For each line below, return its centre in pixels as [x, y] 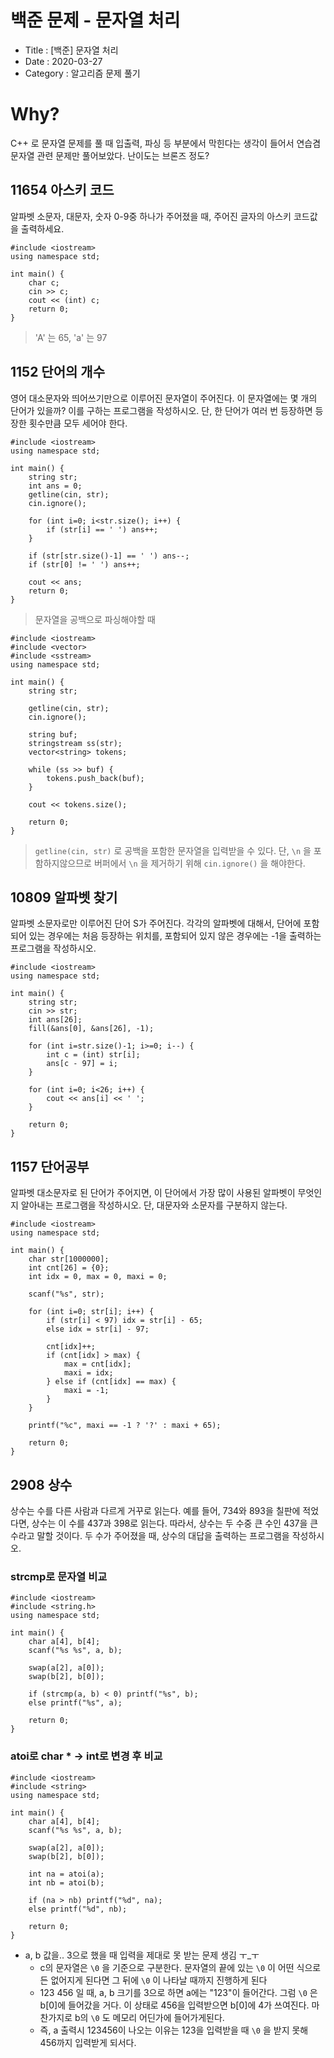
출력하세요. [42, 228]
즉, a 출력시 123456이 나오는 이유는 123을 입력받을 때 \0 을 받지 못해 [174, 2030]
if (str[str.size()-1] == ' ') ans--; [109, 556]
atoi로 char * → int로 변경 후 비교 [86, 1756]
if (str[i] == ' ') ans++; [102, 529]
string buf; [53, 734]
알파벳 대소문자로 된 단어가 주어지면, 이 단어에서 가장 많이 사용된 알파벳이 [153, 1193]
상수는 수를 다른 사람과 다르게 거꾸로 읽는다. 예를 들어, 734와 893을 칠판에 [155, 1510]
